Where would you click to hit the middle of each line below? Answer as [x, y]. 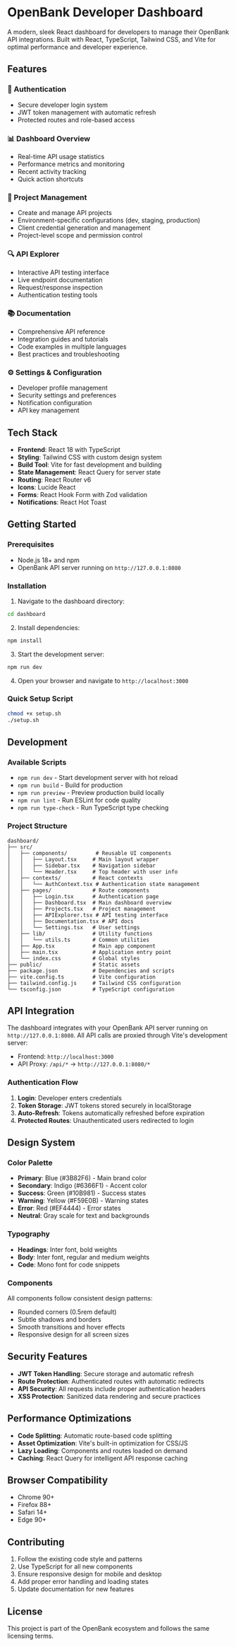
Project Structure [37, 826]
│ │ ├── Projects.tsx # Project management [82, 909]
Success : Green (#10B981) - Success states [82, 1193]
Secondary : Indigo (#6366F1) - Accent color [82, 1186]
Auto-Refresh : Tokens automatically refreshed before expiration [111, 1113]
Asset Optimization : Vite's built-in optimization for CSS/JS [103, 1443]
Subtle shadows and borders [59, 1319]
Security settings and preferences [67, 395]
